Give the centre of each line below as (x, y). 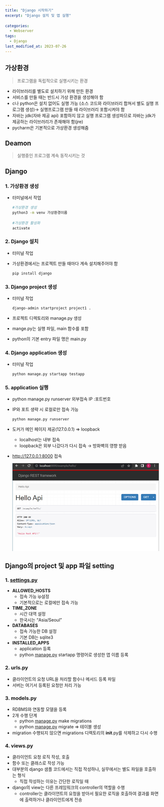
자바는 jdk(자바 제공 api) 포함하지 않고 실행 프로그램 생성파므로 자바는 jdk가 (84, 115)
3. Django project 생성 (31, 287)
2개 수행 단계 (25, 716)
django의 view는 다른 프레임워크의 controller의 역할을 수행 (69, 787)
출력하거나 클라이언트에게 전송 (53, 800)
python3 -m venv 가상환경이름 (40, 212)
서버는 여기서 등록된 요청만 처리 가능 (47, 685)
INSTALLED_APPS (31, 643)
